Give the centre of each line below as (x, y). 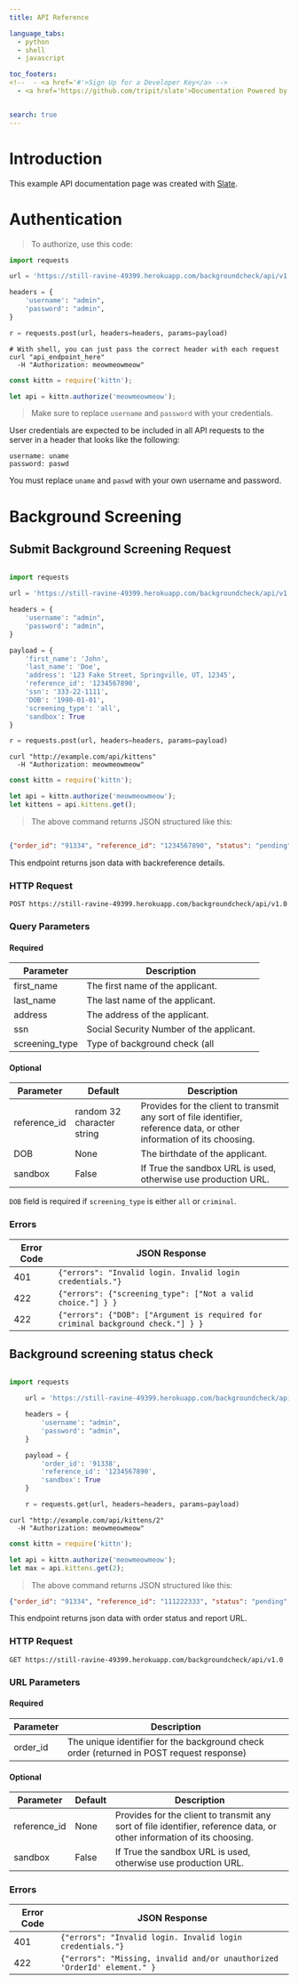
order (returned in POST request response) (157, 1753)
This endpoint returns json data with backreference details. (117, 863)
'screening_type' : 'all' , (73, 708)
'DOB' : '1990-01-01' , (65, 700)
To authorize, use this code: (82, 244)
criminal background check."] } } (131, 1323)
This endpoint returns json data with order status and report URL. (128, 1619)
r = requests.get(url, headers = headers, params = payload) (133, 1505)
